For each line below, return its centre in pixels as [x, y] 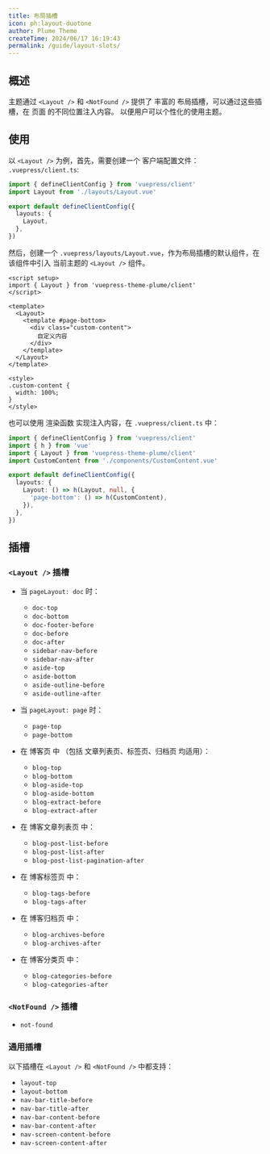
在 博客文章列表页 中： [57, 827]
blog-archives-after [66, 944]
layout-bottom [44, 1091]
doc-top [45, 608]
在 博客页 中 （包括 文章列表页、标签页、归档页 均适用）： [115, 751]
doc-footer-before [63, 625]
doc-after [49, 642]
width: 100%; [37, 392]
